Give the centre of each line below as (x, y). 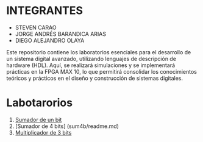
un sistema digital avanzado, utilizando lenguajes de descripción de (91, 59)
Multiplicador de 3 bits (43, 132)
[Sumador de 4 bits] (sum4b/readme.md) (67, 126)
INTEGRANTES (45, 11)
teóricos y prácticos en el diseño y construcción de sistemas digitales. (94, 78)
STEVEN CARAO (36, 27)
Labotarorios (40, 103)
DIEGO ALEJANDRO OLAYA (50, 40)
